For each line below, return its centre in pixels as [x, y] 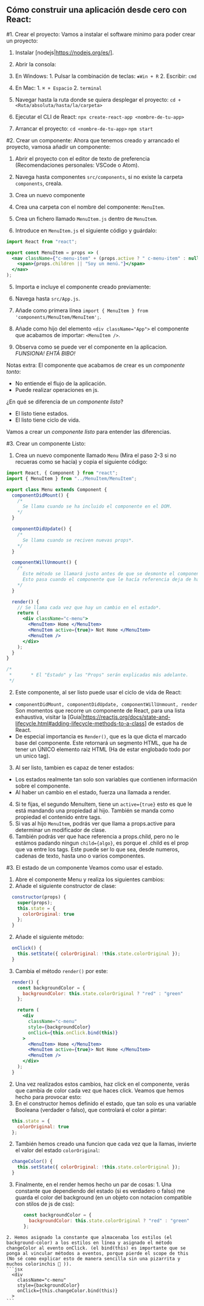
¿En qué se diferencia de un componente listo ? [65, 402]
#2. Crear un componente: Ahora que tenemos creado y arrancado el [93, 140]
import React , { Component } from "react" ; [62, 473]
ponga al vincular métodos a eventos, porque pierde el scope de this [97, 1253]
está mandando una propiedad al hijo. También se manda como [94, 810]
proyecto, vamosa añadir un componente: [59, 147]
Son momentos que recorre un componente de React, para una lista [100, 710]
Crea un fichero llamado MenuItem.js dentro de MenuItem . [86, 218]
